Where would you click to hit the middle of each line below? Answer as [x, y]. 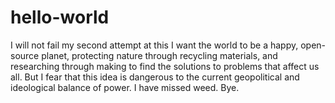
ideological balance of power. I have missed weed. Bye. [125, 87]
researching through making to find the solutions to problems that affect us [165, 66]
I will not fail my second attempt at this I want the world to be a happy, [154, 45]
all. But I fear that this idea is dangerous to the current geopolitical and [155, 77]
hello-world [60, 17]
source [25, 55]
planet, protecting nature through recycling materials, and [159, 55]
